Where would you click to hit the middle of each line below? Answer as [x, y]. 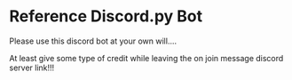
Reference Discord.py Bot [106, 16]
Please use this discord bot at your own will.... [93, 41]
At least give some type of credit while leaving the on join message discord [146, 58]
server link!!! [32, 68]
